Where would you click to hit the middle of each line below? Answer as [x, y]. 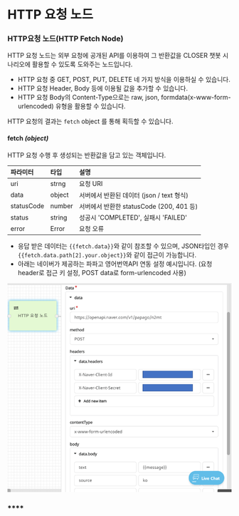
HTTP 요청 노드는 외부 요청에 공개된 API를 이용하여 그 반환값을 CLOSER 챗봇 [114, 56]
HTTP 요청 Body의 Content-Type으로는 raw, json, [89, 98]
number [62, 206]
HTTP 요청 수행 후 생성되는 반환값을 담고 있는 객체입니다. [87, 155]
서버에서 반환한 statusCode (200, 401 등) [138, 206]
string [59, 217]
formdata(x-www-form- [196, 98]
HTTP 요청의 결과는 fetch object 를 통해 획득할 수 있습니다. [90, 121]
